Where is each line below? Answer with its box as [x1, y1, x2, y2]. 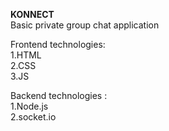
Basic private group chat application [10, 19, 160, 31]
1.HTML [10, 49, 42, 61]
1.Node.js [10, 100, 49, 112]
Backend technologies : [10, 90, 108, 101]
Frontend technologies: [10, 39, 106, 50]
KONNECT [10, 9, 55, 20]
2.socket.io [10, 111, 57, 123]
